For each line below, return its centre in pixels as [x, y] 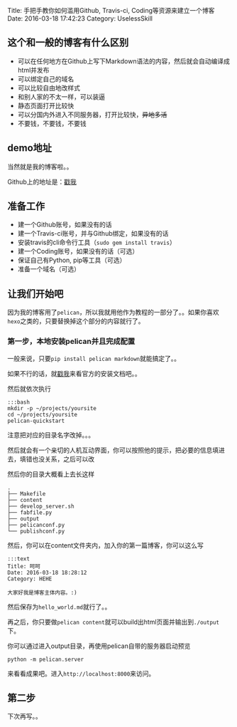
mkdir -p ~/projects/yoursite [52, 408]
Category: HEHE [30, 579]
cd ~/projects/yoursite [43, 414]
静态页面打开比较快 [46, 105]
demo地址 [29, 148]
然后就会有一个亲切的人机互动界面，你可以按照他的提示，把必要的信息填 [113, 450]
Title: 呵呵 [24, 566]
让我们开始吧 [35, 294]
